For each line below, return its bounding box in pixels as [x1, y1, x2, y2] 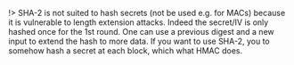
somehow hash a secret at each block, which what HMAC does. [8, 45, 242, 56]
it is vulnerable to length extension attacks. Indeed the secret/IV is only [8, 17, 269, 28]
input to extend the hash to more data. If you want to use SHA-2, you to [8, 36, 270, 46]
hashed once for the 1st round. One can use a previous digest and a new [8, 27, 275, 37]
